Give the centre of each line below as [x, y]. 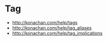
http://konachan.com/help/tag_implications [57, 33]
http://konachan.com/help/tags [45, 22]
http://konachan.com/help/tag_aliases [52, 27]
